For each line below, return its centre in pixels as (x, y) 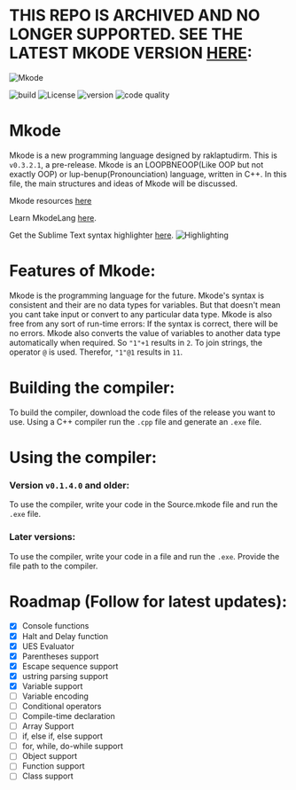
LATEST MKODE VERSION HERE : (131, 53)
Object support (50, 756)
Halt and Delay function (65, 636)
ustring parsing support (65, 676)
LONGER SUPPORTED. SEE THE (126, 34)
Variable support (52, 686)
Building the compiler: (92, 387)
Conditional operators (62, 706)
